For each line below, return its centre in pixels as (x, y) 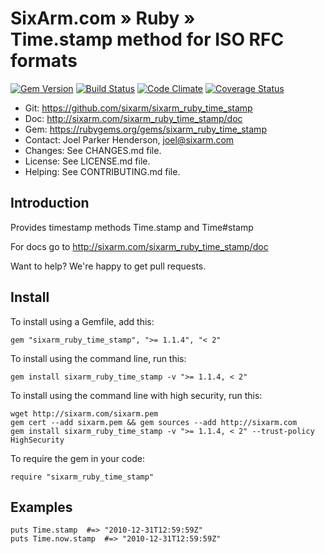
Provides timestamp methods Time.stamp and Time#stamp (132, 227)
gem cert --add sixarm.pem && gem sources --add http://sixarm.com (154, 422)
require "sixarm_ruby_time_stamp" (82, 477)
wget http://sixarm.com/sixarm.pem (84, 413)
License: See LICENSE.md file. (87, 161)
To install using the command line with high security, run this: (136, 395)
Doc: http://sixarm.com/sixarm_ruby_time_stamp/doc (133, 118)
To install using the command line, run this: (98, 358)
